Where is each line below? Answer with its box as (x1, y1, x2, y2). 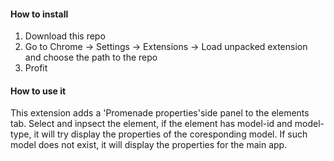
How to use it (10, 85, 67, 97)
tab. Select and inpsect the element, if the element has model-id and (10, 118, 293, 130)
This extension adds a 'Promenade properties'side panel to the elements (10, 107, 310, 119)
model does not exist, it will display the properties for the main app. (10, 139, 288, 151)
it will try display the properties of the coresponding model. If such (33, 128, 308, 140)
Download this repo (24, 30, 106, 42)
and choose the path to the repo (24, 51, 158, 64)
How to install (10, 8, 69, 20)
